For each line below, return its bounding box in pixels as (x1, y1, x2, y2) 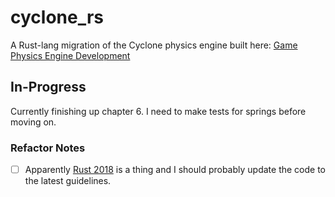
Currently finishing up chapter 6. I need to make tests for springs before (10, 105, 307, 117)
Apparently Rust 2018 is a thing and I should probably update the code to (24, 164, 327, 176)
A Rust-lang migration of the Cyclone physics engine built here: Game (10, 39, 298, 51)
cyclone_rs (10, 6, 105, 29)
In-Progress (10, 79, 87, 96)
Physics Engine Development (10, 49, 131, 61)
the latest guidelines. (24, 175, 112, 187)
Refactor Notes (10, 141, 86, 155)
